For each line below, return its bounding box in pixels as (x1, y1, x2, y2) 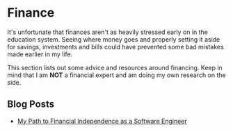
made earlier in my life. (7, 50, 73, 58)
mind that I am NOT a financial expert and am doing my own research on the (7, 71, 226, 79)
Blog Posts (7, 99, 55, 110)
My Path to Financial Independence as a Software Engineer (17, 117, 188, 125)
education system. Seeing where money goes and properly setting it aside (7, 35, 220, 43)
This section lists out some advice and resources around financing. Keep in (7, 63, 223, 72)
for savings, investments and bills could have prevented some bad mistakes (7, 42, 224, 51)
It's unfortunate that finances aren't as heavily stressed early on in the (7, 28, 209, 36)
